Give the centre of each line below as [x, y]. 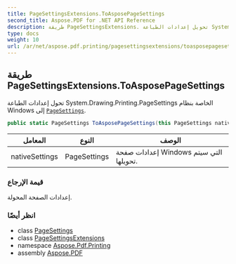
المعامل [34, 140]
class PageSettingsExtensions [61, 238]
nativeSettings [34, 157]
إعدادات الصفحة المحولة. [40, 197]
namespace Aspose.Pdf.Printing [64, 246]
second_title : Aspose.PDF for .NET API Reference [81, 20]
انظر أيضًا [21, 215]
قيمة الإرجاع [25, 182]
